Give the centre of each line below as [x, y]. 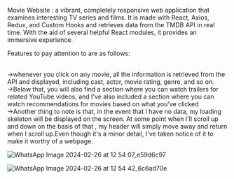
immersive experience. [40, 40]
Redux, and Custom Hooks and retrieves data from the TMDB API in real [111, 25]
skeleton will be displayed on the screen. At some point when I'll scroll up [113, 119]
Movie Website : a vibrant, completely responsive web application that [109, 10]
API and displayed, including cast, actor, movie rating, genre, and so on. [111, 82]
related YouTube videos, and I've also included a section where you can [111, 96]
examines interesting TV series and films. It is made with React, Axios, [108, 17]
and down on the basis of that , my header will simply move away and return [117, 126]
